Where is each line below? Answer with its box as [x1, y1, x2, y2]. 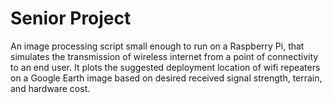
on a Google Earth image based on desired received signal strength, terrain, [10, 72, 323, 84]
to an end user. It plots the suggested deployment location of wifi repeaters [10, 61, 321, 73]
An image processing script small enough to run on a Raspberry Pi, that [10, 40, 305, 52]
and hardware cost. [10, 82, 91, 94]
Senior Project [10, 7, 132, 30]
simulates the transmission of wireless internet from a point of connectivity [10, 50, 319, 62]
